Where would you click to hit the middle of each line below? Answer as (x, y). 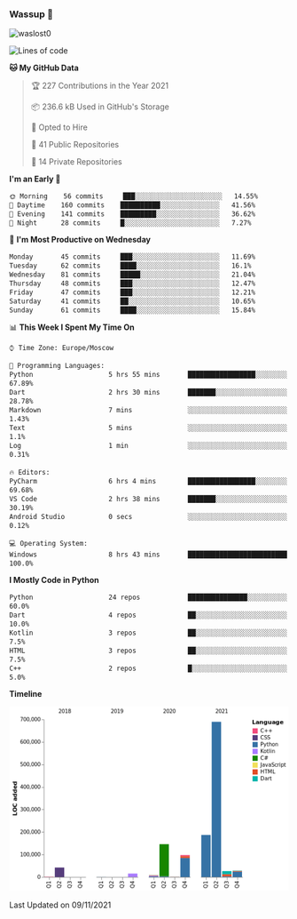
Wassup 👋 (31, 14)
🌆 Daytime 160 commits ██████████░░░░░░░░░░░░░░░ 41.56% (132, 205)
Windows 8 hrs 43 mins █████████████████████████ (148, 555)
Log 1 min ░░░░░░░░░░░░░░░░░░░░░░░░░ (148, 446)
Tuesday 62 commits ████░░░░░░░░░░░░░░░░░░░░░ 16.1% (130, 266)
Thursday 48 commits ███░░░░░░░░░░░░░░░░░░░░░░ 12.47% (132, 284)
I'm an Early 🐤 (35, 179)
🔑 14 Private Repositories (76, 162)
